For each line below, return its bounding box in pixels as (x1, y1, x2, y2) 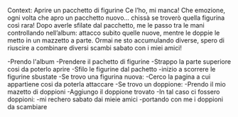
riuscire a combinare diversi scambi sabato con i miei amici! (7, 44, 183, 52)
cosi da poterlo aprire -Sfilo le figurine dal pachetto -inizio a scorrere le (7, 65, 216, 73)
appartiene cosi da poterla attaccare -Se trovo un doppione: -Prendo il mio (7, 80, 226, 88)
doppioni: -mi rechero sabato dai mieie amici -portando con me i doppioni (7, 95, 224, 104)
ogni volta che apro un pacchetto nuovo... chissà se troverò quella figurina (7, 13, 225, 22)
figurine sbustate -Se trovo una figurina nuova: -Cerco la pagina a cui (7, 72, 211, 81)
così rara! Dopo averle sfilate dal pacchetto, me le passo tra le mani (7, 21, 205, 29)
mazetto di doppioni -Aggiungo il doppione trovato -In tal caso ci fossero (7, 88, 220, 96)
